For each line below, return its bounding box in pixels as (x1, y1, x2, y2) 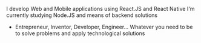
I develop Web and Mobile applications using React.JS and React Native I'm (6, 5, 195, 12)
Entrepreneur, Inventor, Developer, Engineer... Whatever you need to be (15, 24, 193, 30)
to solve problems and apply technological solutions (15, 30, 145, 37)
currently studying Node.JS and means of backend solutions (6, 12, 158, 19)
